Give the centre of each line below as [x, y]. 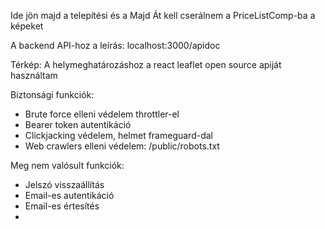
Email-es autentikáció [69, 195]
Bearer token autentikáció [78, 124]
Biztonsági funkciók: [52, 94]
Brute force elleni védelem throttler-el [102, 114]
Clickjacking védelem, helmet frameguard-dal [118, 135]
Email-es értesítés [62, 206]
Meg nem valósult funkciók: [67, 165]
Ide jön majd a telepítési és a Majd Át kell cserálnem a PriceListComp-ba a [163, 15]
